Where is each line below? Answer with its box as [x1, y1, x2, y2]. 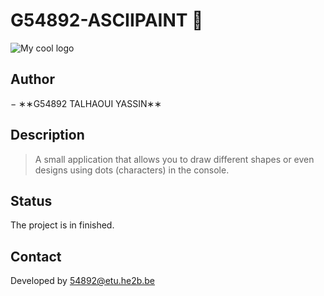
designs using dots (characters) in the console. [34, 164, 230, 176]
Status [10, 192, 53, 209]
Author [10, 71, 55, 88]
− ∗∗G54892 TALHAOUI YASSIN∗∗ [10, 97, 162, 109]
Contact [10, 248, 62, 265]
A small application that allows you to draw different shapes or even [34, 153, 315, 165]
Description [10, 127, 85, 144]
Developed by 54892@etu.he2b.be [10, 275, 156, 287]
